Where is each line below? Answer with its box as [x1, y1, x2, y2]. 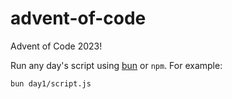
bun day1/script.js [10, 78, 92, 89]
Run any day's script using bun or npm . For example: [10, 59, 223, 71]
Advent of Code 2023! [10, 40, 103, 52]
